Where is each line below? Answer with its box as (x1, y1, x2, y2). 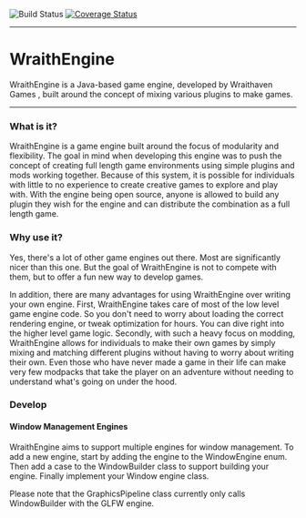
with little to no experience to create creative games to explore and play (9, 179, 279, 190)
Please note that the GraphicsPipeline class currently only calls (9, 488, 246, 499)
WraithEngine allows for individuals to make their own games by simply (9, 337, 276, 348)
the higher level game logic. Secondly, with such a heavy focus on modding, (9, 328, 296, 339)
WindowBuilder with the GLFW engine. (9, 497, 155, 509)
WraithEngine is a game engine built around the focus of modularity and (9, 141, 280, 152)
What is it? (9, 119, 57, 132)
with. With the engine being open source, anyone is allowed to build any (9, 189, 280, 200)
